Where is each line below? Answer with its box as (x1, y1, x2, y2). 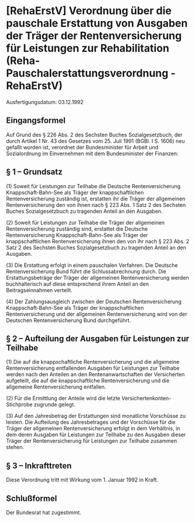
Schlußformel (6, 493, 57, 503)
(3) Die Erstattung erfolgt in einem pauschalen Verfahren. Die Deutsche (6, 262, 178, 269)
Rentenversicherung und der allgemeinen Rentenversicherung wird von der (6, 310, 187, 317)
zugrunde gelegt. (33, 401, 76, 408)
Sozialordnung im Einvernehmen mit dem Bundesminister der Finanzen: (6, 150, 179, 157)
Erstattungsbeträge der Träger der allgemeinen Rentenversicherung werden (6, 274, 189, 281)
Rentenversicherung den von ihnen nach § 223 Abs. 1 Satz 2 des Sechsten (6, 201, 186, 208)
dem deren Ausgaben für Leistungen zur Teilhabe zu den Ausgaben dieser (6, 431, 186, 439)
